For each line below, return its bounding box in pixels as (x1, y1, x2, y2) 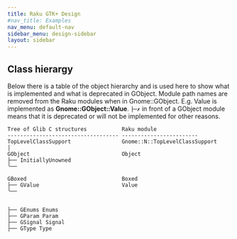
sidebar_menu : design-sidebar (7, 30, 97, 38)
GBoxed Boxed (7, 175, 138, 182)
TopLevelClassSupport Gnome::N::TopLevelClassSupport (7, 138, 218, 145)
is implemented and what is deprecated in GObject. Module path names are (7, 89, 228, 98)
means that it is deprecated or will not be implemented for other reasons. (7, 111, 221, 121)
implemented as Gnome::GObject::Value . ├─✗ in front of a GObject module (7, 104, 226, 113)
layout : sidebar (7, 37, 55, 44)
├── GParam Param (7, 212, 59, 220)
